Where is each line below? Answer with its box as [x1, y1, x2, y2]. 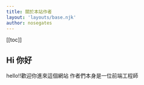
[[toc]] [6, 37, 22, 44]
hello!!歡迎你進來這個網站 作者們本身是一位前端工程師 [6, 72, 139, 80]
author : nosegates [6, 20, 52, 26]
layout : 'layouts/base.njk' [6, 14, 77, 20]
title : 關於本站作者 [6, 8, 52, 15]
